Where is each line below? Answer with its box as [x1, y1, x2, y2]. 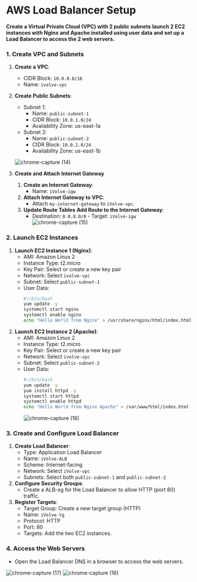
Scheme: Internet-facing [23, 461, 83, 468]
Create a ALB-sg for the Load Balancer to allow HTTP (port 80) [23, 486, 176, 493]
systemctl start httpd [23, 393, 79, 399]
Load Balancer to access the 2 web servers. [6, 35, 116, 42]
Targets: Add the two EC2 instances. [23, 530, 112, 537]
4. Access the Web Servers [6, 544, 85, 553]
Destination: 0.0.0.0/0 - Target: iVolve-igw [32, 212, 137, 220]
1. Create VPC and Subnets [6, 50, 84, 58]
